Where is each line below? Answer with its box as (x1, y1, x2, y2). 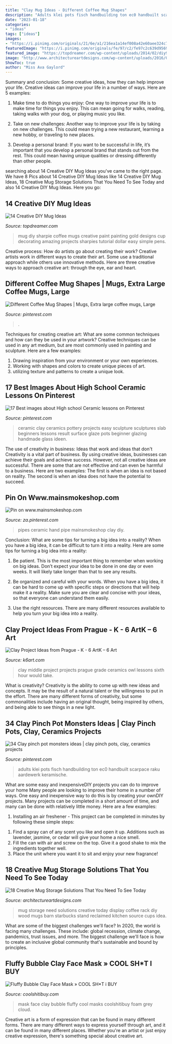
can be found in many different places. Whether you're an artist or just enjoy (5, 1027, 166, 1033)
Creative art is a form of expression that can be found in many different (5, 1016, 155, 1022)
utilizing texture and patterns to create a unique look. (12, 368, 124, 374)
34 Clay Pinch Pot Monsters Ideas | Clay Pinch (5, 719, 156, 728)
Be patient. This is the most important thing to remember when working (12, 558, 164, 564)
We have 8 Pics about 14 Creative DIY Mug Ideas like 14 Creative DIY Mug (5, 173, 161, 180)
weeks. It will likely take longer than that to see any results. (12, 569, 137, 575)
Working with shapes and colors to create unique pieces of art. (12, 363, 146, 369)
